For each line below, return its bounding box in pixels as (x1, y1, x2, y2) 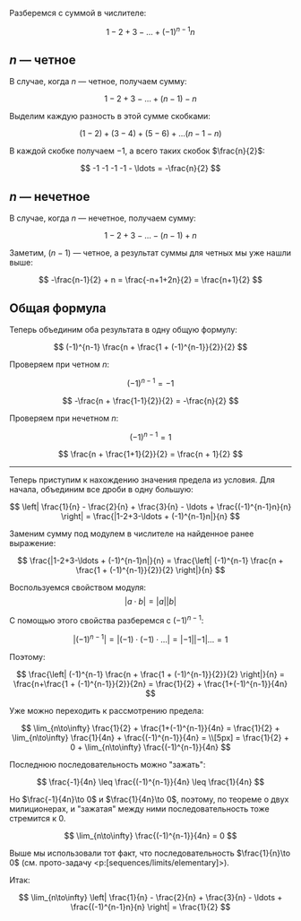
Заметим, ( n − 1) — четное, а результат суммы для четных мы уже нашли (9, 248, 292, 258)
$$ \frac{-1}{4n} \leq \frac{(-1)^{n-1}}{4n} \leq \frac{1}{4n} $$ (36, 776, 265, 787)
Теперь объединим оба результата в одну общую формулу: (9, 325, 237, 335)
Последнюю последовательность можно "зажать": (9, 759, 206, 769)
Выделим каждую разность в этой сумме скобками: (9, 111, 211, 122)
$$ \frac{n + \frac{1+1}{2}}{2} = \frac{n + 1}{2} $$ (57, 448, 244, 460)
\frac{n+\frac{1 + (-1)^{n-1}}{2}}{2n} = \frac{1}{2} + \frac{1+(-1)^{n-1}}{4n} (13, 678, 288, 689)
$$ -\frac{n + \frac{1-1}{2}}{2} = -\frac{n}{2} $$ (62, 395, 239, 406)
